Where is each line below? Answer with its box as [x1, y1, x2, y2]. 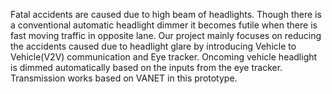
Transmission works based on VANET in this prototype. [10, 72, 238, 84]
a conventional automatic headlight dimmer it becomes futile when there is [10, 19, 318, 31]
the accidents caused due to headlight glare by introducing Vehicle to [10, 40, 297, 52]
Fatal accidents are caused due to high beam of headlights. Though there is [10, 9, 322, 20]
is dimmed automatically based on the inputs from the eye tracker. [10, 62, 283, 73]
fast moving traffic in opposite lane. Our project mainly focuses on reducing [10, 30, 322, 41]
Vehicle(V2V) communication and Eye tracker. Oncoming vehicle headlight [10, 51, 318, 63]
